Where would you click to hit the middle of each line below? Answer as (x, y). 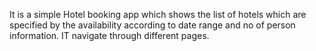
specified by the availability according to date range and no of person (152, 25)
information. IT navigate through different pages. (109, 35)
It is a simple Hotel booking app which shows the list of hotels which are (158, 14)
